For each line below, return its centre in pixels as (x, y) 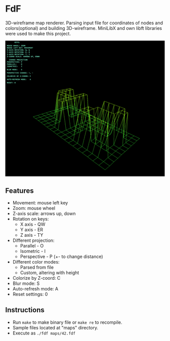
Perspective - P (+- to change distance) (61, 257)
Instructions (25, 310)
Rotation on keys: (31, 219)
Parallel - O (32, 245)
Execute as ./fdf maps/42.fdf (44, 333)
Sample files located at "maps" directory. (55, 327)
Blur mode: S (26, 283)
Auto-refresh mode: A (35, 288)
